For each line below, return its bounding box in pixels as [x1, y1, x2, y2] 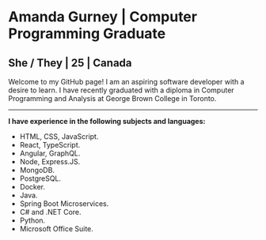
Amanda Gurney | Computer [8, 8, 198, 26]
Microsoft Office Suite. [19, 224, 93, 233]
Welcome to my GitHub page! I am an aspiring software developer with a [8, 77, 245, 86]
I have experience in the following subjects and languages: [8, 117, 206, 126]
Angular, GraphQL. [19, 148, 81, 158]
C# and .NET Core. [19, 208, 82, 216]
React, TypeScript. [19, 141, 81, 149]
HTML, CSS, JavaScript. [19, 132, 99, 141]
